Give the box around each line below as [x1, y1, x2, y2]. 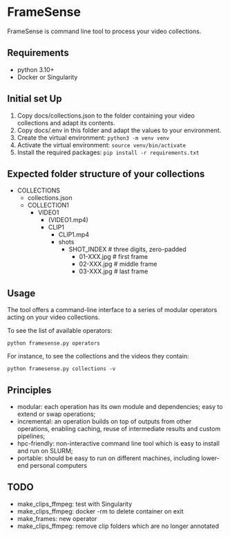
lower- [201, 454, 220, 462]
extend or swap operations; [17, 410, 96, 418]
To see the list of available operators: [7, 327, 113, 335]
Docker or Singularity [17, 73, 78, 81]
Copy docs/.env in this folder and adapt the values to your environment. [17, 126, 222, 134]
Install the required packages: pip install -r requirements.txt [17, 148, 200, 156]
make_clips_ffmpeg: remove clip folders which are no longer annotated [17, 522, 220, 530]
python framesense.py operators [7, 340, 100, 347]
